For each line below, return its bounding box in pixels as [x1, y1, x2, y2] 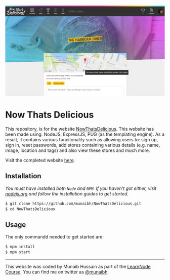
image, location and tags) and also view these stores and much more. [5, 147, 150, 153]
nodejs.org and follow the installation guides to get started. [5, 190, 129, 196]
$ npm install [5, 244, 35, 250]
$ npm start [5, 250, 30, 255]
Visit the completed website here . [5, 157, 75, 163]
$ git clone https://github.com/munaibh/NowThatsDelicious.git [5, 201, 142, 206]
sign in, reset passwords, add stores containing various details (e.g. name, [5, 142, 160, 148]
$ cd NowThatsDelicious [5, 206, 56, 212]
